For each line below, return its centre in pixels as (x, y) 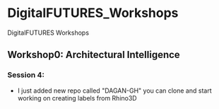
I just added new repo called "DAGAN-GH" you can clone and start (114, 91)
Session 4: (26, 75)
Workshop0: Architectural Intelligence (94, 55)
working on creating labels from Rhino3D (77, 98)
